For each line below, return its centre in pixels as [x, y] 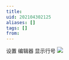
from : [13, 34]
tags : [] [17, 28]
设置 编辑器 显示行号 [31, 51]
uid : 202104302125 [29, 17]
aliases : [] [21, 22]
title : [14, 11]
